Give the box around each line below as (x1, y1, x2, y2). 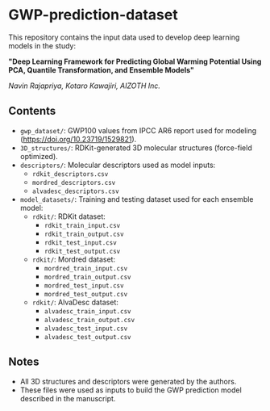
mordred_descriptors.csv (31, 178, 116, 187)
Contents (8, 104, 56, 118)
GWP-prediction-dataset (8, 6, 179, 24)
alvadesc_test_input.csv (44, 325, 128, 333)
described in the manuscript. (19, 393, 116, 403)
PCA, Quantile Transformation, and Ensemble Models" (8, 65, 195, 74)
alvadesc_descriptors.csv (31, 187, 119, 195)
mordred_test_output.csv (44, 290, 128, 298)
